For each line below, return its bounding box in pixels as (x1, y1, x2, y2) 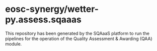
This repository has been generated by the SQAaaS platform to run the (5, 30, 150, 36)
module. (5, 41, 22, 47)
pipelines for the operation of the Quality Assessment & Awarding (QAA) (5, 36, 153, 42)
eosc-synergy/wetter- (5, 3, 99, 15)
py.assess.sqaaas (5, 14, 82, 25)
